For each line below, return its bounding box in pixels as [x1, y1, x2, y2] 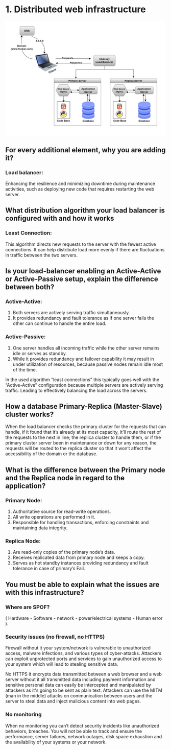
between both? [5, 283, 55, 291]
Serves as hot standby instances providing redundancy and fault [12, 560, 149, 566]
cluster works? [5, 410, 54, 418]
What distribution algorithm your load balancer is [5, 206, 165, 215]
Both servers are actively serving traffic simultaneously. [12, 310, 130, 316]
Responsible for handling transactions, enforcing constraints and [12, 520, 149, 526]
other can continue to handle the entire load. [12, 320, 107, 326]
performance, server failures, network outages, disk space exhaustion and [5, 733, 162, 739]
